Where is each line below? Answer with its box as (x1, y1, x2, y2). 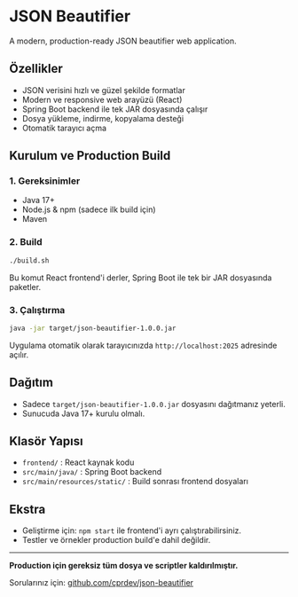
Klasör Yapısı (9, 433, 83, 449)
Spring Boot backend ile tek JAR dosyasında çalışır (21, 104, 208, 114)
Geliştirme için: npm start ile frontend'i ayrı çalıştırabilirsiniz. (21, 525, 242, 536)
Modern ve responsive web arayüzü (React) (21, 94, 183, 105)
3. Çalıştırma (9, 303, 66, 316)
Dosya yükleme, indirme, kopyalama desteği (21, 113, 184, 123)
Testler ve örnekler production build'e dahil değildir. (21, 535, 211, 546)
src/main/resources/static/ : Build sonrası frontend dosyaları (21, 476, 248, 487)
